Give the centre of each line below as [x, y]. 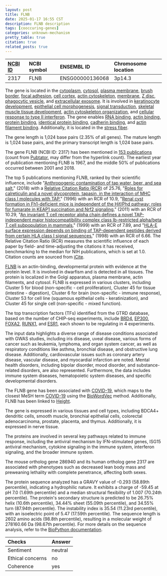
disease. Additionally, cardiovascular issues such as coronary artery [75, 354]
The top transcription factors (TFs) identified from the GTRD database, [77, 313]
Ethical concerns [27, 558]
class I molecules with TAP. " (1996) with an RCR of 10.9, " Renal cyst [74, 198]
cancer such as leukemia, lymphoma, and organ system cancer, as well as [81, 344]
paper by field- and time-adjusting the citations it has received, [70, 246]
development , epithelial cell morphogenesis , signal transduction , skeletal [80, 106]
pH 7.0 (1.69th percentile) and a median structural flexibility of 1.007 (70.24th [83, 492]
